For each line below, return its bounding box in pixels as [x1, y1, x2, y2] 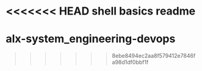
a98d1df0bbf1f [112, 59, 149, 66]
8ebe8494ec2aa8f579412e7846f [112, 52, 196, 59]
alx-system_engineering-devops [5, 32, 176, 46]
